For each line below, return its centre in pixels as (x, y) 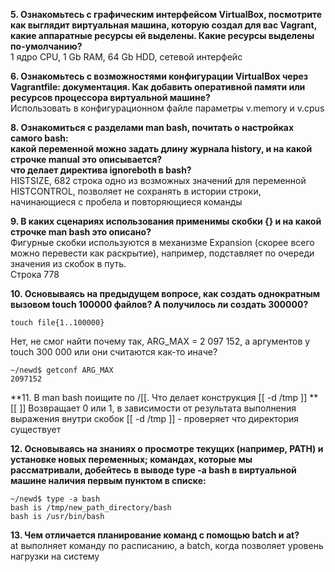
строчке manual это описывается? (86, 159)
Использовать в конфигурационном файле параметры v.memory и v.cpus (167, 108)
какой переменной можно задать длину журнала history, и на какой (161, 148)
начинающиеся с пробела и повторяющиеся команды (126, 202)
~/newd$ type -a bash (55, 499)
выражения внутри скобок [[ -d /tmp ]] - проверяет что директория (155, 418)
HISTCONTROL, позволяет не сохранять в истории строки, (136, 191)
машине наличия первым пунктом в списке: (108, 480)
